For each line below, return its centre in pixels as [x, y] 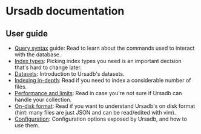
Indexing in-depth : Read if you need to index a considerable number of [103, 80]
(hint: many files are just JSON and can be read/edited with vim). [95, 112]
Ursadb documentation [65, 11]
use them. [27, 125]
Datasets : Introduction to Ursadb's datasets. [69, 74]
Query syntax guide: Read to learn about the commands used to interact [104, 48]
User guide [27, 34]
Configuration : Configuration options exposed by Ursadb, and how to [100, 119]
